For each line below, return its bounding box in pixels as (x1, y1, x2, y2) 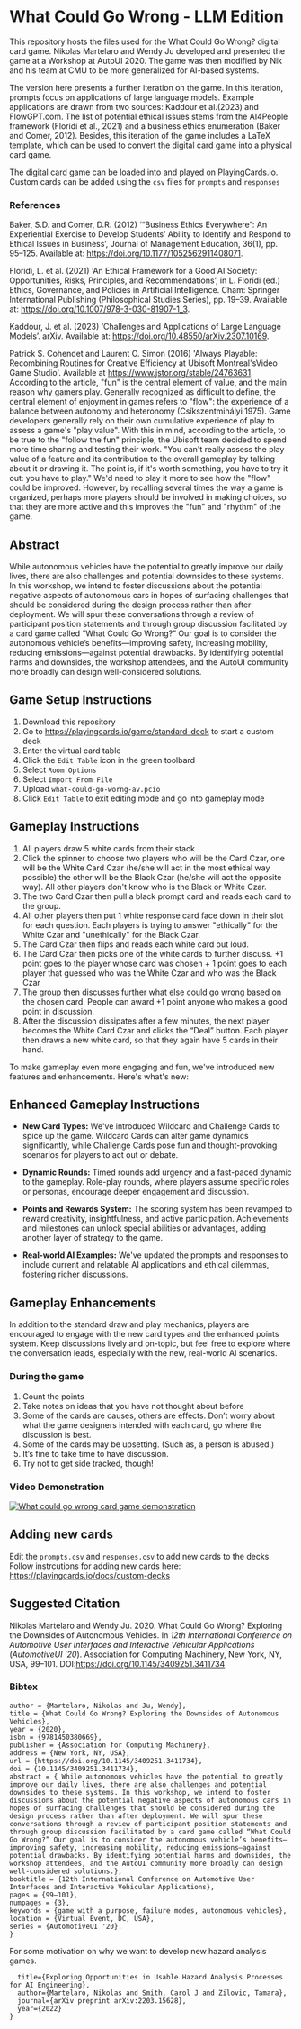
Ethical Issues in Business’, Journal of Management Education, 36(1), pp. (9, 239, 279, 250)
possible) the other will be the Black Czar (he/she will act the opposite (22, 871, 282, 882)
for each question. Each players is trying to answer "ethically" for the (22, 919, 279, 930)
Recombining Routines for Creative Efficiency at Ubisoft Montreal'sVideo (9, 358, 279, 368)
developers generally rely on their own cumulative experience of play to (9, 415, 275, 426)
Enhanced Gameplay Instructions (9, 1097, 200, 1113)
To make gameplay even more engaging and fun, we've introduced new (9, 1061, 275, 1072)
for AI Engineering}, (9, 1980, 91, 1989)
